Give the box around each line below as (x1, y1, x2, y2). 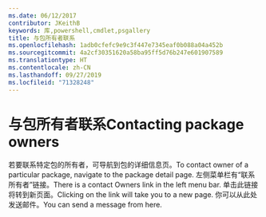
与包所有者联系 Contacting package (8, 115, 244, 133)
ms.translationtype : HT (8, 57, 88, 65)
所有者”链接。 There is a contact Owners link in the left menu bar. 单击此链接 (8, 180, 259, 190)
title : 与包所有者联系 (8, 34, 76, 42)
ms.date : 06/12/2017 (8, 11, 77, 20)
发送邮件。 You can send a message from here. (8, 200, 162, 210)
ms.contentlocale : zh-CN (8, 64, 91, 72)
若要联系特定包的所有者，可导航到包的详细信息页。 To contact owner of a (8, 160, 249, 170)
